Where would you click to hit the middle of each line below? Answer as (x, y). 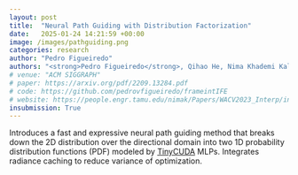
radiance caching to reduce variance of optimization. (106, 161)
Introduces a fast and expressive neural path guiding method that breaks (142, 133)
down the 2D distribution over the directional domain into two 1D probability (147, 142)
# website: (29, 99)
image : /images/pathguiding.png (69, 42)
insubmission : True (45, 108)
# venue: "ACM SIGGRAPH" (55, 75)
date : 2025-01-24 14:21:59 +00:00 (77, 34)
